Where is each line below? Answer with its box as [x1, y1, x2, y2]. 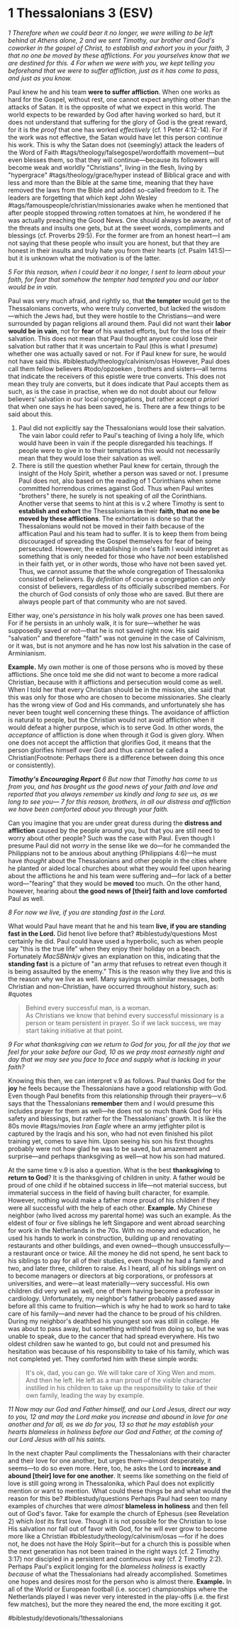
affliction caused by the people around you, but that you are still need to [8, 826, 221, 835]
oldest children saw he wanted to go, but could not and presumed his [8, 1339, 211, 1348]
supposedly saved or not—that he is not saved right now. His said [8, 626, 199, 634]
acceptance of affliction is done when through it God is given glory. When [8, 730, 224, 739]
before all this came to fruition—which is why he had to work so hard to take [8, 1301, 231, 1310]
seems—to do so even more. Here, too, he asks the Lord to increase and [8, 1463, 221, 1473]
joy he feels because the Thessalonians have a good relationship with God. [8, 1084, 228, 1092]
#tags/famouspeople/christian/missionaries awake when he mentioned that [8, 201, 229, 209]
